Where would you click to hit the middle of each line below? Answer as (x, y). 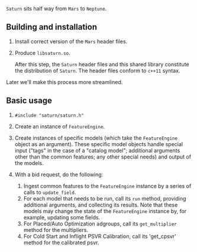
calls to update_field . (50, 192)
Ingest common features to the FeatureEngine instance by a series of (107, 186)
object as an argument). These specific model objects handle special (99, 144)
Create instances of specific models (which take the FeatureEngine (96, 138)
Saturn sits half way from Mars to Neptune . (56, 9)
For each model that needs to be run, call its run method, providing (105, 198)
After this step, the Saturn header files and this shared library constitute (102, 64)
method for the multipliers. (56, 230)
